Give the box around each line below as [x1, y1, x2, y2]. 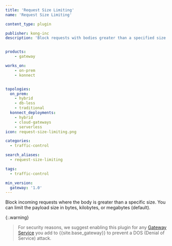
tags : [5, 166, 17, 171]
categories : [5, 139, 31, 144]
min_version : [5, 180, 33, 186]
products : [5, 49, 27, 54]
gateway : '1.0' [10, 185, 42, 190]
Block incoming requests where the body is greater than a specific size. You [5, 199, 166, 205]
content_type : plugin [5, 21, 52, 27]
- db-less [14, 101, 36, 106]
